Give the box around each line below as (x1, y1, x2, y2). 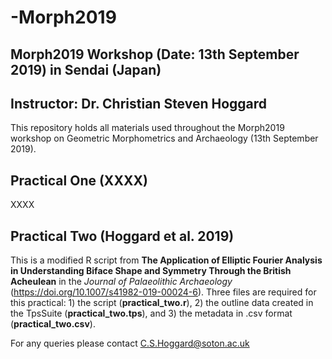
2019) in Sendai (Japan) (10, 61, 162, 78)
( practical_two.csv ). (10, 318, 96, 330)
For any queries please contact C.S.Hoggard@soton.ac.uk (10, 337, 250, 350)
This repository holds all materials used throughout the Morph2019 (10, 122, 285, 134)
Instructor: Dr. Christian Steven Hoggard (10, 95, 268, 112)
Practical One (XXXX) (10, 172, 148, 189)
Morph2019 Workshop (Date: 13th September (10, 46, 300, 63)
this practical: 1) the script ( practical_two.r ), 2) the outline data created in (10, 297, 314, 309)
